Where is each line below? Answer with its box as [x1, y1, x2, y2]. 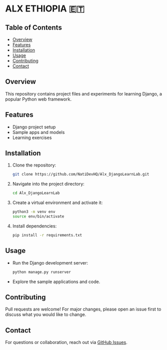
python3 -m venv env [12, 209, 55, 214]
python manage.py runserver [12, 269, 71, 274]
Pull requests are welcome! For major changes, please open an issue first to [5, 306, 161, 312]
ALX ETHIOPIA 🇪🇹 [5, 3, 85, 14]
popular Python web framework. [5, 96, 71, 102]
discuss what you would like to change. [5, 311, 86, 317]
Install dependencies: [12, 223, 57, 229]
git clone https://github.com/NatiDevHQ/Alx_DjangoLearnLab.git [12, 172, 149, 177]
